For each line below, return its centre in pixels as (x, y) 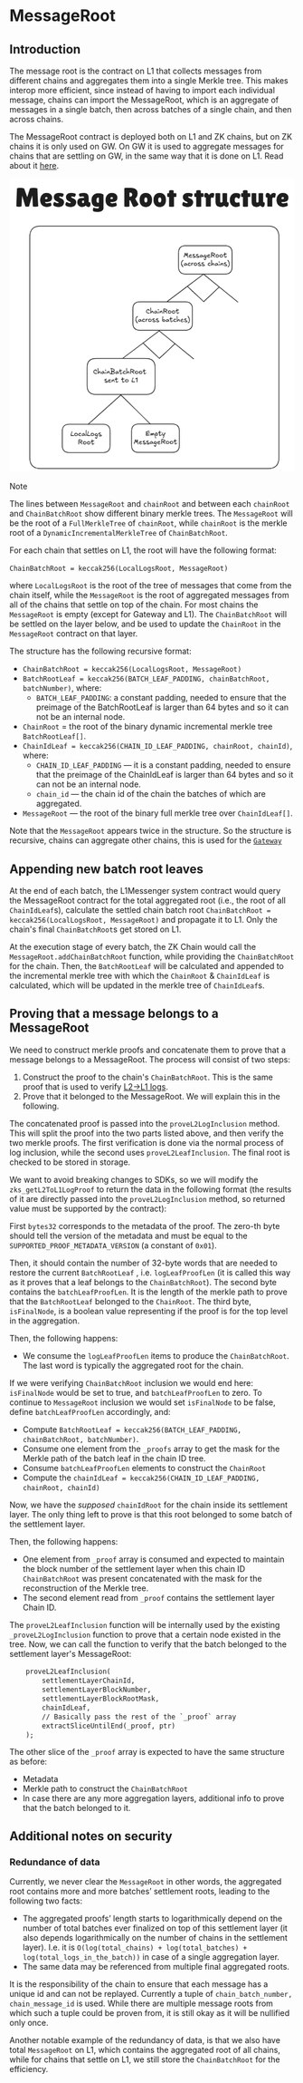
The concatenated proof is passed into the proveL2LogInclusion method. (145, 1123)
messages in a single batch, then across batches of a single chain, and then (151, 109)
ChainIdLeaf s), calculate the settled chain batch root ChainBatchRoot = (140, 910)
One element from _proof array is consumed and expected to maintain (153, 1559)
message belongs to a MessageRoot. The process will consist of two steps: (150, 1059)
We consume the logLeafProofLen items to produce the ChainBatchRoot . (156, 1355)
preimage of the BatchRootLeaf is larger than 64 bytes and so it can (162, 707)
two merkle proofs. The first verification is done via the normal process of (147, 1142)
